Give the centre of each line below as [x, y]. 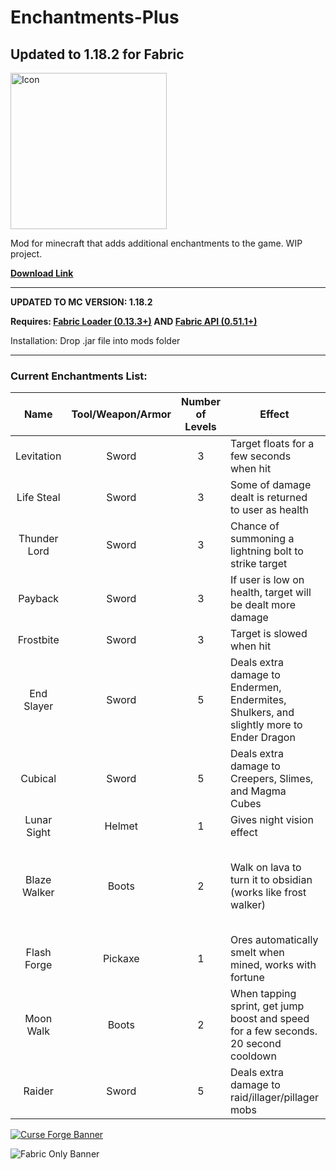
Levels [200, 427]
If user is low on [267, 580]
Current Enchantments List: [79, 376]
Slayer [38, 706]
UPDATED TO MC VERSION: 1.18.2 [81, 302]
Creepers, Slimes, [271, 779]
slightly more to [266, 725]
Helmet [121, 826]
